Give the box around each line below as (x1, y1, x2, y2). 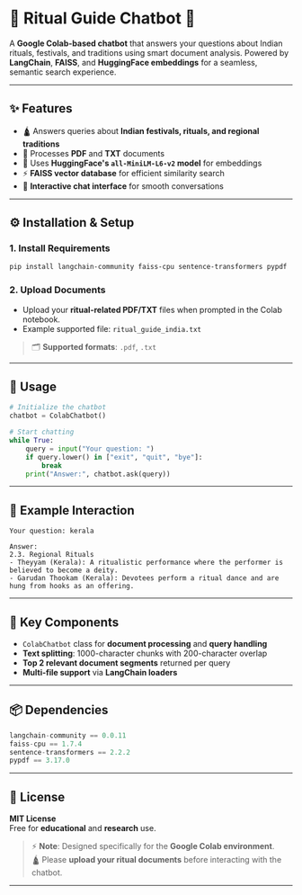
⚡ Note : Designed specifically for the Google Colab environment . (31, 841, 275, 852)
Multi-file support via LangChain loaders (22, 667, 178, 678)
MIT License (9, 813, 57, 824)
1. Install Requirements (9, 242, 111, 255)
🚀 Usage (9, 380, 57, 394)
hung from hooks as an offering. (9, 582, 135, 591)
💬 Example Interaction (9, 503, 135, 518)
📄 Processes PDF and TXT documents (22, 148, 164, 158)
